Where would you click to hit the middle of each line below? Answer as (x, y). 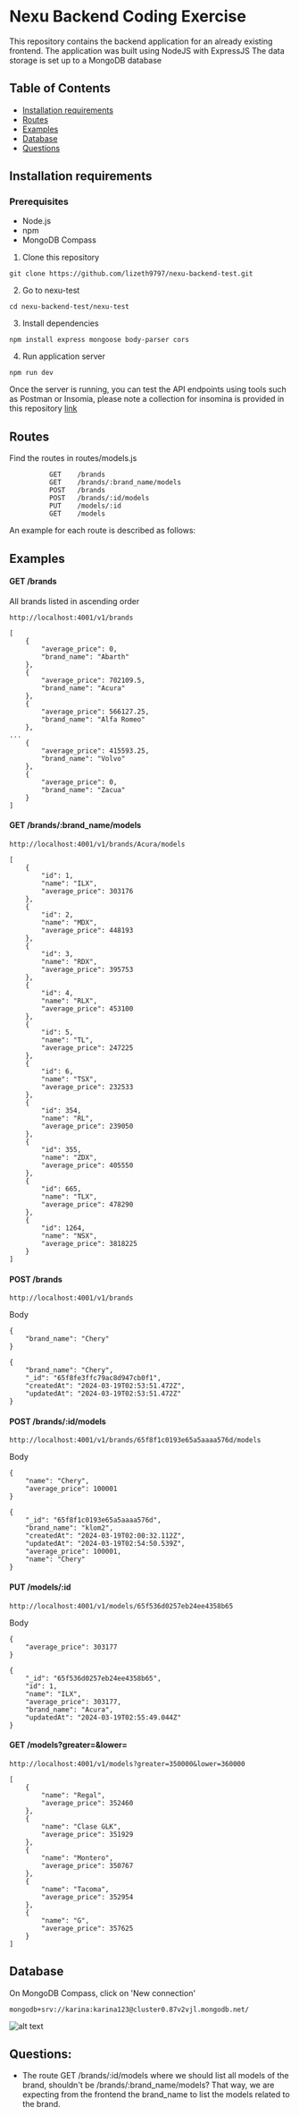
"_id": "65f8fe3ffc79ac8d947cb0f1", (94, 1378)
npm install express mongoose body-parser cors (100, 340)
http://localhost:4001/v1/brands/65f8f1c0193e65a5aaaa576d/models (135, 1440)
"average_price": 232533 (87, 1088)
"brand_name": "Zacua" (83, 789)
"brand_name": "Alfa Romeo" (93, 719)
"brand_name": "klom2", (70, 1528)
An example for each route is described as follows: (103, 531)
